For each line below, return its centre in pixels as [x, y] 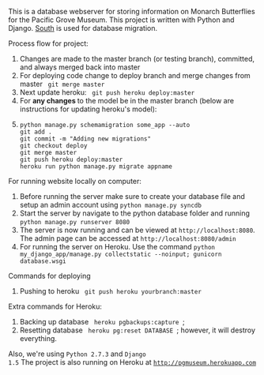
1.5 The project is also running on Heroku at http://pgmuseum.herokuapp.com [132, 362]
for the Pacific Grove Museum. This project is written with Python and [121, 20]
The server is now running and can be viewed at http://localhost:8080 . [137, 230]
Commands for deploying [49, 276]
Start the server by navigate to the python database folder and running [135, 213]
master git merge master [62, 84]
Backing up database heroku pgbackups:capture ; [102, 322]
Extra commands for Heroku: [55, 306]
